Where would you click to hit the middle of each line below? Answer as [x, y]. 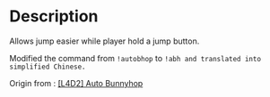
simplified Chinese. [48, 67]
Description [54, 16]
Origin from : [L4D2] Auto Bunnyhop [76, 83]
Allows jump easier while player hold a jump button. [105, 41]
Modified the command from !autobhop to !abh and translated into [135, 58]
